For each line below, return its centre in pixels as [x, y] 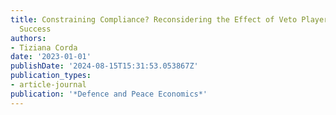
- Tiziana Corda [44, 47]
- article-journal [48, 85]
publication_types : [51, 76]
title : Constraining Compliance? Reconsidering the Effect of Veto [154, 19]
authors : [28, 38]
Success [35, 29]
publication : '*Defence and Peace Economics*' [109, 94]
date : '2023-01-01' [51, 57]
